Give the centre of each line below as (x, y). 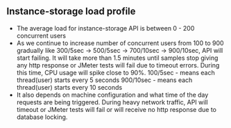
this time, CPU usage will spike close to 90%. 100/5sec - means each (116, 72)
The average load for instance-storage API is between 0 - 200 (105, 28)
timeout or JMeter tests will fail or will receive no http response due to (116, 109)
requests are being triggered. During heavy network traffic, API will (112, 102)
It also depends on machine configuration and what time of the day (112, 95)
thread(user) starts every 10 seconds (69, 87)
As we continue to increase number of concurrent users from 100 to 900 (120, 43)
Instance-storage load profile (71, 11)
